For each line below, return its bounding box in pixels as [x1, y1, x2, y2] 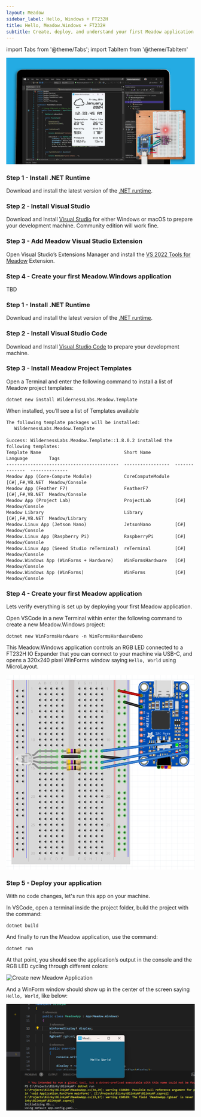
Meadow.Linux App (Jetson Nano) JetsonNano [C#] [6, 521, 186, 527]
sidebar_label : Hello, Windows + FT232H [6, 16, 109, 22]
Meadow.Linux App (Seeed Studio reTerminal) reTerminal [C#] [6, 545, 186, 551]
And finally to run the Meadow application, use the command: [6, 933, 158, 941]
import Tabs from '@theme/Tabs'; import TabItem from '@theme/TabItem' [6, 46, 188, 53]
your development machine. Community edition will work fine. [6, 222, 159, 229]
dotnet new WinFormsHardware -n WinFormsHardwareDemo [6, 633, 144, 639]
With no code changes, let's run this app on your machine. [6, 893, 151, 900]
